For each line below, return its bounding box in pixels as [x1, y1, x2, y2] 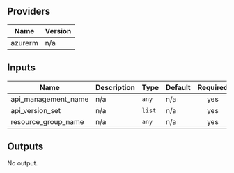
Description [95, 82, 136, 92]
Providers [7, 6, 51, 17]
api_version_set [10, 105, 61, 115]
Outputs [7, 141, 44, 153]
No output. [7, 159, 38, 167]
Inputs [7, 62, 36, 74]
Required [197, 82, 228, 92]
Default [166, 82, 191, 92]
